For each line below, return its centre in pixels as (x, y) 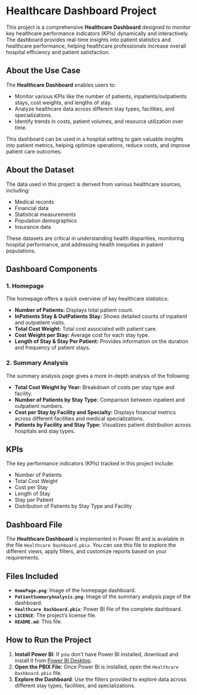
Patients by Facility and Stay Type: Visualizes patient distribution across (103, 424)
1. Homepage (25, 285)
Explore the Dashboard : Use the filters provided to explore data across (100, 679)
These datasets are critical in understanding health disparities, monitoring (95, 238)
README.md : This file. (38, 621)
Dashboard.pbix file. (38, 673)
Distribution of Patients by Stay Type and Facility (73, 506)
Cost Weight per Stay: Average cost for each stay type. (82, 335)
